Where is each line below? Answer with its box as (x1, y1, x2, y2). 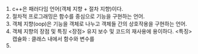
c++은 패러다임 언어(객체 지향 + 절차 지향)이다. (12, 5, 124, 12)
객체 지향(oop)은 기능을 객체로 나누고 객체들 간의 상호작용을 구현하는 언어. (12, 20, 188, 27)
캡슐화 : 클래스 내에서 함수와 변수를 (12, 35, 95, 42)
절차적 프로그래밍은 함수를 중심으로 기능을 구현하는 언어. (12, 13, 145, 20)
